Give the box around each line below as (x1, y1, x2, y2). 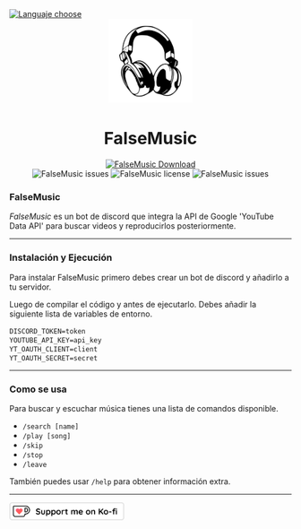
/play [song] (21, 431, 72, 440)
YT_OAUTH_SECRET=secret (9, 353, 99, 362)
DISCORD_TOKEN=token (9, 326, 87, 335)
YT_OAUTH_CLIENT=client (9, 344, 99, 353)
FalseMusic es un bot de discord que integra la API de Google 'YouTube (9, 211, 275, 222)
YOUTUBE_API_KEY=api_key (9, 335, 102, 344)
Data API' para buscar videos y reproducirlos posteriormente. (9, 221, 236, 231)
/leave (21, 460, 47, 469)
